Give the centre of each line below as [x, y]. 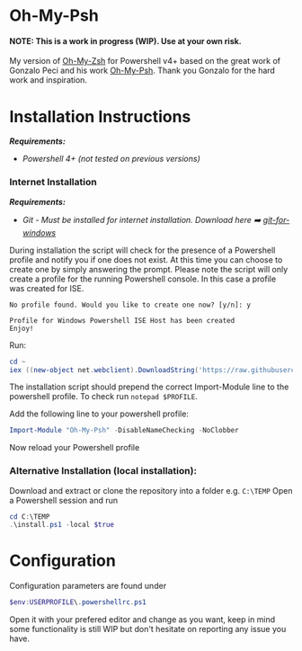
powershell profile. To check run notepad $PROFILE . [103, 397]
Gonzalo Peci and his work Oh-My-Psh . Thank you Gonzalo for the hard [142, 71]
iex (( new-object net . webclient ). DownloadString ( [104, 370]
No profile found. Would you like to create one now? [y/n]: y [130, 305]
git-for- [276, 219]
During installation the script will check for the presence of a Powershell [142, 250]
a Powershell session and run [64, 500]
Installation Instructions [100, 116]
